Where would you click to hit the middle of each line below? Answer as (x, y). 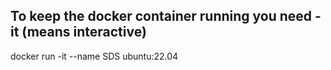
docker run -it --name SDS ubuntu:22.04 (94, 56)
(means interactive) (84, 32)
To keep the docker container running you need (161, 16)
